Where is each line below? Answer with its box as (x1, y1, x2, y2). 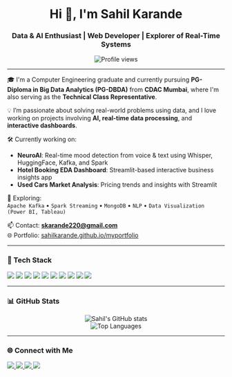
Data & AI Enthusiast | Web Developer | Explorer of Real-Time (11, 31, 221, 41)
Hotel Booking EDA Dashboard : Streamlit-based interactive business (17, 166, 214, 174)
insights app (17, 173, 52, 182)
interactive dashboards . (7, 121, 77, 130)
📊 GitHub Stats (7, 296, 60, 306)
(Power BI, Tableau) (7, 209, 67, 216)
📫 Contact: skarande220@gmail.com (7, 221, 118, 230)
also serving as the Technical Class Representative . (7, 93, 157, 101)
